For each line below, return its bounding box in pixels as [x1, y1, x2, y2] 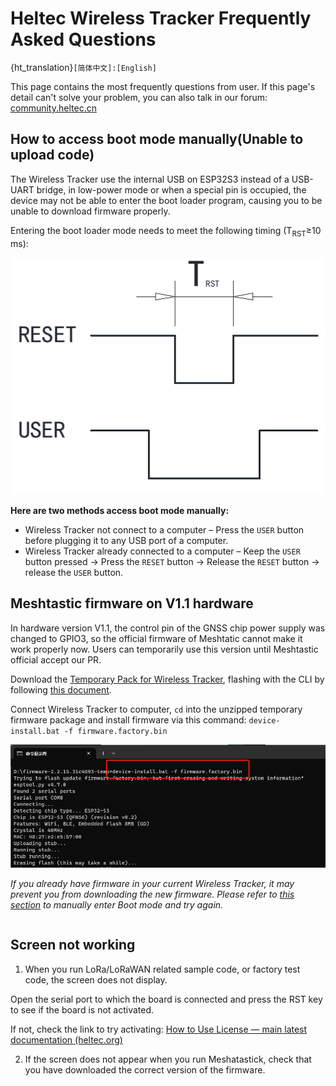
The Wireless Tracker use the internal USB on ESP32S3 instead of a [10, 173, 290, 185]
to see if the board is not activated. [10, 1003, 155, 1016]
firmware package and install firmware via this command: [10, 713, 247, 726]
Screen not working [10, 937, 136, 954]
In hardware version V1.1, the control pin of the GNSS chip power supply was [10, 622, 326, 634]
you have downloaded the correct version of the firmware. [24, 1063, 266, 1076]
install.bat [10, 726, 60, 736]
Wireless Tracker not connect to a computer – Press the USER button [24, 524, 305, 536]
